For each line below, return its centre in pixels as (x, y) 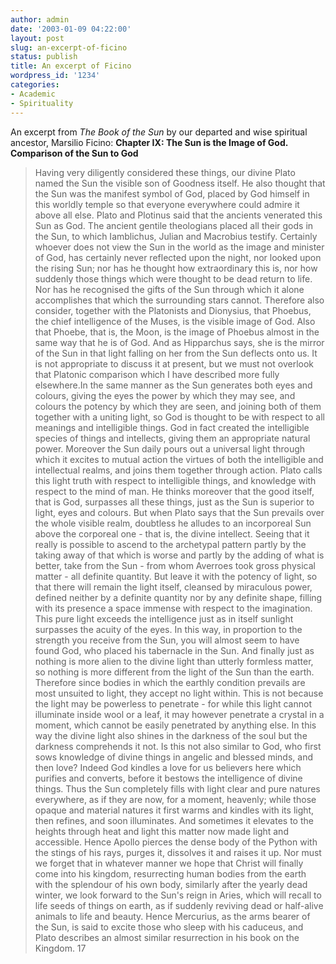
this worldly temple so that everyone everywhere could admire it (167, 204)
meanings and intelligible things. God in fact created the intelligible (172, 427)
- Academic (33, 94)
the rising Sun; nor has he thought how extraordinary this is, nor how (176, 268)
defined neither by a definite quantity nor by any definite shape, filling (178, 597)
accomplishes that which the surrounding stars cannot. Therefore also (179, 300)
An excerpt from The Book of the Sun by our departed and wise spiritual (159, 132)
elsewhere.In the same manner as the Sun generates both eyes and (173, 385)
